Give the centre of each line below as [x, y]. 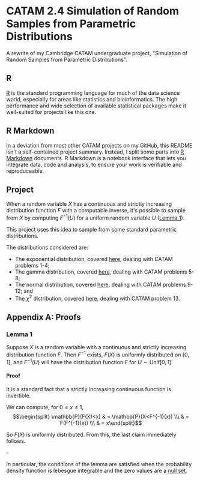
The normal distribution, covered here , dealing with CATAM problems [100, 285]
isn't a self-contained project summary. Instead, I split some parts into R [95, 152]
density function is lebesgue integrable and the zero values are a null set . [97, 470]
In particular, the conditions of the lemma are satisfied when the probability [99, 464]
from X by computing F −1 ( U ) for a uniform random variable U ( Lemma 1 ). [95, 217]
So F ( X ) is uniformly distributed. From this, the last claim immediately [91, 434]
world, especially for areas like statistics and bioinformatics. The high [92, 99]
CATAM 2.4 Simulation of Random [92, 11]
